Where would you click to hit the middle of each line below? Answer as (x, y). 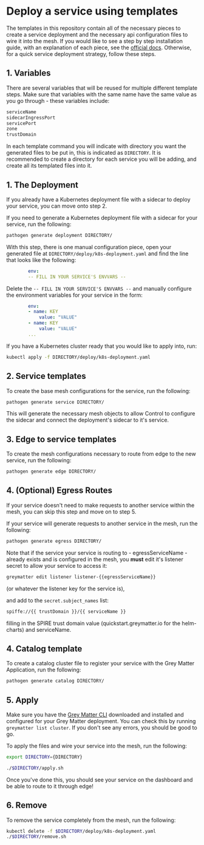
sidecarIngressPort (31, 118)
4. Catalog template (44, 649)
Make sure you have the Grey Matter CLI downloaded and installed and (95, 715)
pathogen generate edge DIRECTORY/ (51, 472)
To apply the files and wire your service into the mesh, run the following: (97, 746)
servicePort (21, 123)
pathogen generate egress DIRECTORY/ (54, 541)
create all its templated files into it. (49, 166)
